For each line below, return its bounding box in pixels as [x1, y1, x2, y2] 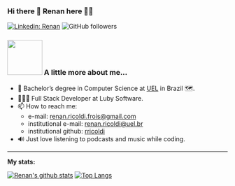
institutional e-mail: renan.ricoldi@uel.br [27, 119, 143, 128]
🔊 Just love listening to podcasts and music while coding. [17, 134, 185, 143]
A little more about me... [43, 68, 128, 78]
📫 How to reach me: [17, 101, 78, 110]
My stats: [7, 157, 36, 166]
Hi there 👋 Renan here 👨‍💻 [7, 6, 94, 16]
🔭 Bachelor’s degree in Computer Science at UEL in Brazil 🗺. [17, 84, 195, 92]
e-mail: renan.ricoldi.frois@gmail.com [27, 112, 136, 120]
